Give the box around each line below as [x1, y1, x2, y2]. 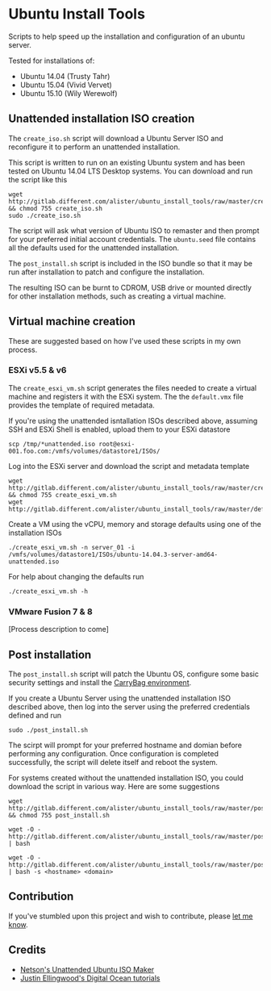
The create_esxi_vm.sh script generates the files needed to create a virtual [8, 383, 257, 392]
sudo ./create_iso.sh [8, 211, 81, 220]
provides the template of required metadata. [8, 400, 155, 410]
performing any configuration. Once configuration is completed [8, 748, 219, 759]
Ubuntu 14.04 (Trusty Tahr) [19, 71, 110, 81]
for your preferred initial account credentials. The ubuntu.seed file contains [8, 234, 256, 244]
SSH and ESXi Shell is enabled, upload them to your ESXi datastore [8, 424, 231, 434]
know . [8, 919, 28, 929]
